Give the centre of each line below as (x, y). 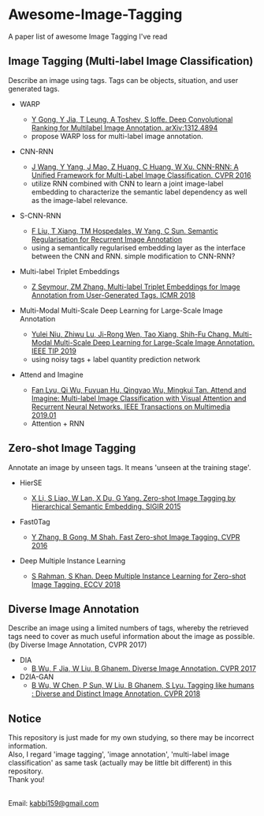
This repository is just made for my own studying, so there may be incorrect (131, 738)
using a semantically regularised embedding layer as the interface (138, 247)
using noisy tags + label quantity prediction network (116, 359)
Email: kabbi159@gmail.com (54, 803)
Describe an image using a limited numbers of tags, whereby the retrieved (128, 628)
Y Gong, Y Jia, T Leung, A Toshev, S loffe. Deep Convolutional (132, 119)
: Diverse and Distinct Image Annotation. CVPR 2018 (116, 694)
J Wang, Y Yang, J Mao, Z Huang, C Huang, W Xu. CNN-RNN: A (135, 167)
